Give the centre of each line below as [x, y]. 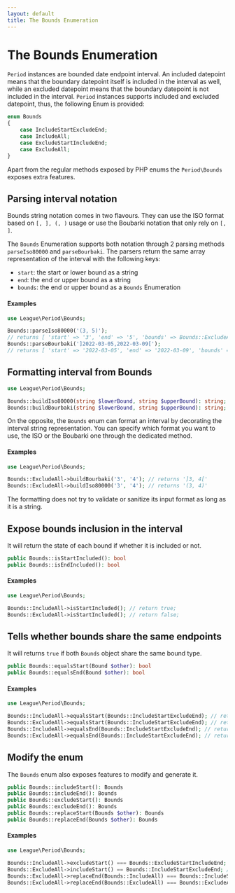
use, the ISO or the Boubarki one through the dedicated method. [100, 436]
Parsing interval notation [62, 199]
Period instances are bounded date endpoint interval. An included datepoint [116, 74]
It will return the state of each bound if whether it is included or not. [104, 546]
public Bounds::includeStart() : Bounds [65, 787]
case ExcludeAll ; [45, 149]
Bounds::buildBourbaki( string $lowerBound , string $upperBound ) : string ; [117, 408]
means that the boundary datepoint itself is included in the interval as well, [114, 82]
